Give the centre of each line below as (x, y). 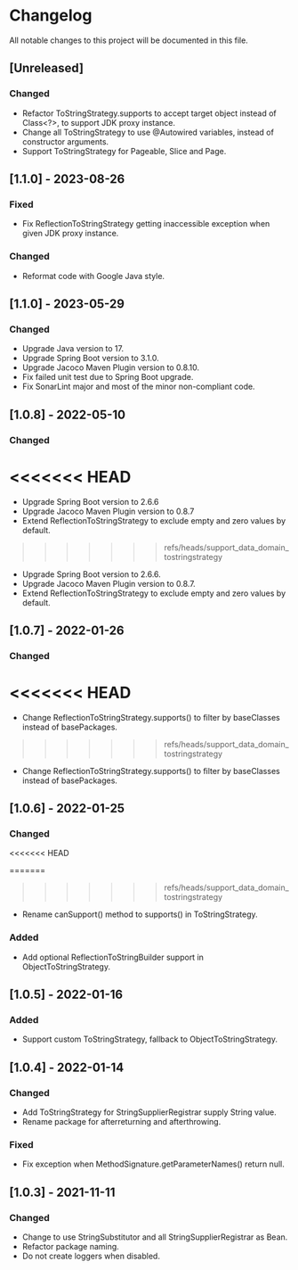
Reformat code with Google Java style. (93, 276)
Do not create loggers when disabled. (91, 1256)
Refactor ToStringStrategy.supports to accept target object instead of (149, 113)
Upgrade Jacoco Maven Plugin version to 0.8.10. (111, 367)
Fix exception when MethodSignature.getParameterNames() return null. (153, 1164)
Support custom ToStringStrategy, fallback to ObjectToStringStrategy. (150, 1039)
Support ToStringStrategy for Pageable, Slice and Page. (124, 151)
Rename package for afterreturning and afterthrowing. (121, 1122)
